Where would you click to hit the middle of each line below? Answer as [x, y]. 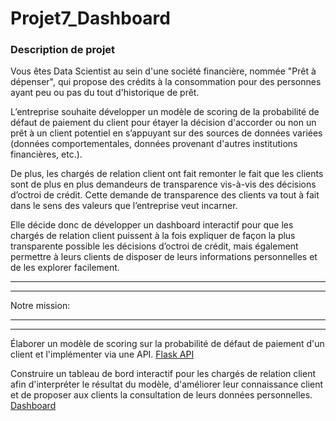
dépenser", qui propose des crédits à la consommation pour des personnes [166, 82]
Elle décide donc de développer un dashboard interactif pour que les [152, 225]
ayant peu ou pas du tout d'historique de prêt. [105, 93]
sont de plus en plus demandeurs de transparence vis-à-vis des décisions [163, 184]
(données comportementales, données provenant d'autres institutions [154, 144]
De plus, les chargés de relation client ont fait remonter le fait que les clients [167, 174]
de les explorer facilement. [65, 268]
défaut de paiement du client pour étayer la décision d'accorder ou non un [163, 123]
